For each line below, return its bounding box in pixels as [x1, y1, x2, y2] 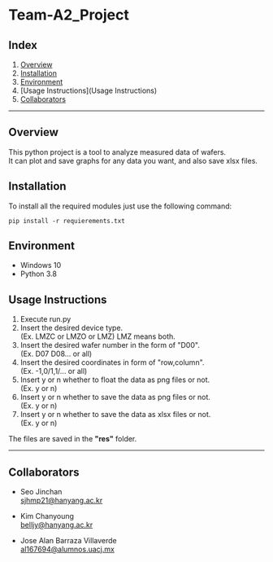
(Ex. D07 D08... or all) [19, 349, 93, 359]
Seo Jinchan [19, 487, 63, 497]
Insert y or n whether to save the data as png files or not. [19, 393, 211, 402]
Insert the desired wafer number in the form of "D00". [19, 340, 201, 350]
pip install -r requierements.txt [8, 217, 126, 225]
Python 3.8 [19, 269, 57, 279]
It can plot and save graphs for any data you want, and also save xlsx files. [8, 156, 258, 165]
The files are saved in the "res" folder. [8, 434, 137, 444]
